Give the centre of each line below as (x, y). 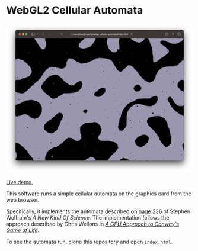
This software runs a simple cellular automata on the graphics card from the (99, 194)
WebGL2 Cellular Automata (75, 10)
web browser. (23, 199)
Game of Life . (23, 230)
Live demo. (20, 182)
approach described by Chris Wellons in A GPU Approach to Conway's (93, 224)
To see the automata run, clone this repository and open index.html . (90, 242)
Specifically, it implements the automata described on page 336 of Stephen (98, 211)
